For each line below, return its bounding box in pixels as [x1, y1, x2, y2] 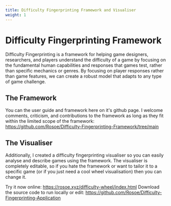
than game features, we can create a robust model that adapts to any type [5, 73, 162, 80]
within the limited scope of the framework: [5, 118, 95, 124]
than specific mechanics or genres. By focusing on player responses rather [5, 68, 164, 74]
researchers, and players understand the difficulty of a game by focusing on [5, 57, 166, 63]
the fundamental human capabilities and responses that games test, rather [5, 62, 163, 68]
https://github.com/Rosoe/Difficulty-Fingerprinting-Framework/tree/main [5, 124, 159, 130]
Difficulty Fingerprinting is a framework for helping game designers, [5, 51, 148, 58]
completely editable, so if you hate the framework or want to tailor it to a [5, 163, 158, 170]
